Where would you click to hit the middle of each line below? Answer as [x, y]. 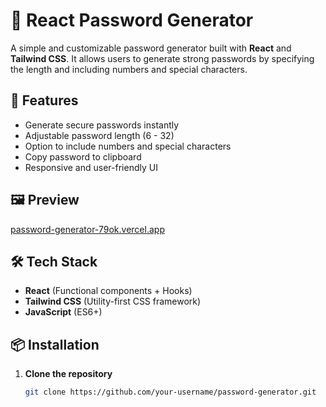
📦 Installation [55, 344]
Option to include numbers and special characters [128, 146]
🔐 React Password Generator [132, 20]
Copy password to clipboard [83, 156]
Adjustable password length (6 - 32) [99, 135]
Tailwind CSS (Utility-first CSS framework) [113, 301]
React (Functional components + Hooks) [108, 291]
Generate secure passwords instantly [102, 125]
